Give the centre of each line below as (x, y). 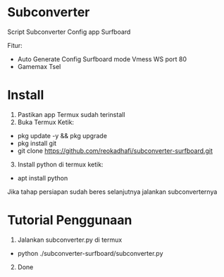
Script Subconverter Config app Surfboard (69, 32)
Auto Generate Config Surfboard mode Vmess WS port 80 (102, 59)
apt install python (43, 178)
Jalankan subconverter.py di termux (70, 240)
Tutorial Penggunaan (70, 220)
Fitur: (15, 45)
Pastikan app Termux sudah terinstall (71, 114)
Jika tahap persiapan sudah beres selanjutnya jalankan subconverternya (112, 192)
